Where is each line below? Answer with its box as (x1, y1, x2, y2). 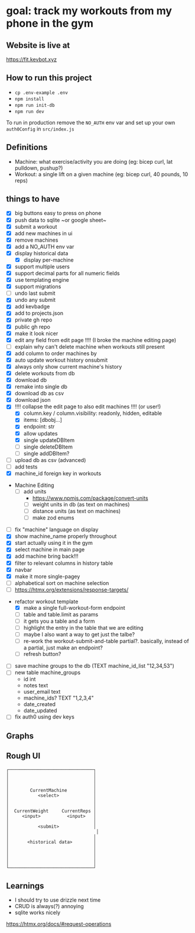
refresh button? (23, 651, 61, 658)
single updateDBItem (23, 436, 75, 444)
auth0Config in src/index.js (6, 125, 75, 132)
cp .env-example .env (14, 90, 68, 96)
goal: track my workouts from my (6, 4, 173, 18)
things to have (6, 194, 60, 204)
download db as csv (14, 390, 64, 397)
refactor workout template (14, 598, 79, 605)
